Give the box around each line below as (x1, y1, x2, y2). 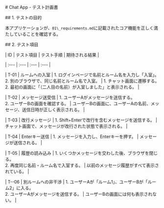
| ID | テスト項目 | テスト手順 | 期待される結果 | (5, 52, 99, 58)
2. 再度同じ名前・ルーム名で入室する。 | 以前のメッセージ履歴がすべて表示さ (5, 162, 159, 168)
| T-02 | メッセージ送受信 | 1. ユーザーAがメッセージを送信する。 (5, 94, 135, 100)
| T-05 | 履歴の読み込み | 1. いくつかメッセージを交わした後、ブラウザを (5, 150, 149, 156)
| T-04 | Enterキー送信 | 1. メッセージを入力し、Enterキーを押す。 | (5, 134, 139, 139)
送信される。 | (13, 140, 43, 145)
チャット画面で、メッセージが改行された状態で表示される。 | (5, 123, 128, 129)
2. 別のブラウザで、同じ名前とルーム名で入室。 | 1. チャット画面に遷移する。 (5, 78, 160, 84)
